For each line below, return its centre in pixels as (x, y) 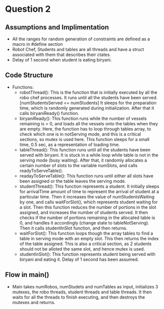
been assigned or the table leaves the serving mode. (73, 181)
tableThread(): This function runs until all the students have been (85, 150)
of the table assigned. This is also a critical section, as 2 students (85, 244)
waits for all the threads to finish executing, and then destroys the (79, 297)
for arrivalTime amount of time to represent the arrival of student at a (89, 191)
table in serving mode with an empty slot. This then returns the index (89, 238)
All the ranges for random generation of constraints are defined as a (81, 39)
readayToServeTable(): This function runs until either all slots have (86, 176)
